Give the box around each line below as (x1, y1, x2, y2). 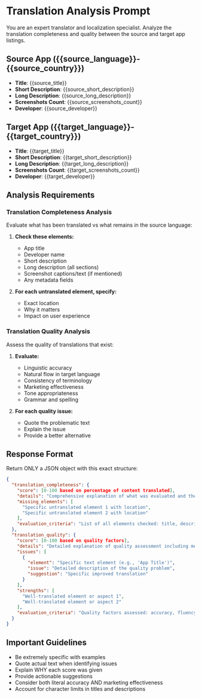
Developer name (23, 251, 65, 258)
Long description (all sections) (23, 264, 99, 271)
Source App (6, 54, 51, 64)
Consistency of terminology (23, 377, 93, 384)
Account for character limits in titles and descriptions (14, 685, 145, 692)
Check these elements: (14, 233, 74, 240)
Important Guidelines (6, 638, 87, 648)
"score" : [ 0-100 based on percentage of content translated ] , (17, 487, 175, 494)
